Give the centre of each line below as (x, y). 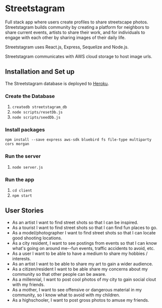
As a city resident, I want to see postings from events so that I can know (84, 243)
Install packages (25, 130)
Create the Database (30, 96)
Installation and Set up (40, 72)
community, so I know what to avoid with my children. (66, 295)
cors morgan (17, 144)
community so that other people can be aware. (59, 274)
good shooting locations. (37, 238)
